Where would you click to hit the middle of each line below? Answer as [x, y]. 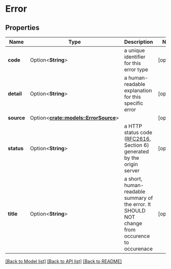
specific [134, 103]
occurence [137, 236]
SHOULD [135, 211]
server [132, 171]
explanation [138, 91]
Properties [22, 28]
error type [136, 69]
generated [136, 152]
